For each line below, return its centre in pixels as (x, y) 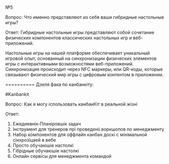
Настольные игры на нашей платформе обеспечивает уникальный (78, 53)
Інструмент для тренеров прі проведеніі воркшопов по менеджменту (88, 129)
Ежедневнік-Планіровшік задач (47, 124)
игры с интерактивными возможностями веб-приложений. (70, 64)
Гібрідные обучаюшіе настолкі (46, 151)
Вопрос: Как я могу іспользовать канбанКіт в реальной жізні (72, 104)
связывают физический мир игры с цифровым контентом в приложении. (84, 75)
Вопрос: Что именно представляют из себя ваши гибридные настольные (85, 17)
